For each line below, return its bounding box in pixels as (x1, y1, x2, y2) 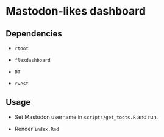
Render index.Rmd (14, 125, 59, 132)
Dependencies (5, 28, 62, 39)
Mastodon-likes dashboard (5, 4, 146, 18)
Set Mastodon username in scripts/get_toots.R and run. (14, 113, 159, 121)
